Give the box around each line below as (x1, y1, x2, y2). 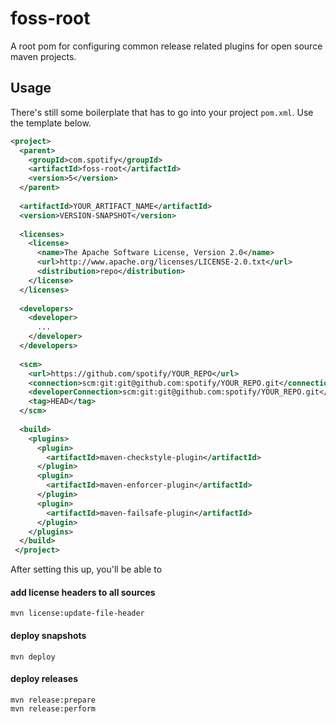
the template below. (10, 117, 92, 129)
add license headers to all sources (10, 586, 156, 598)
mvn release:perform (10, 703, 97, 714)
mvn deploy (10, 652, 56, 662)
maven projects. (10, 50, 77, 62)
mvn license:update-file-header (10, 608, 145, 619)
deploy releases (10, 673, 78, 685)
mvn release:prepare (10, 695, 97, 705)
